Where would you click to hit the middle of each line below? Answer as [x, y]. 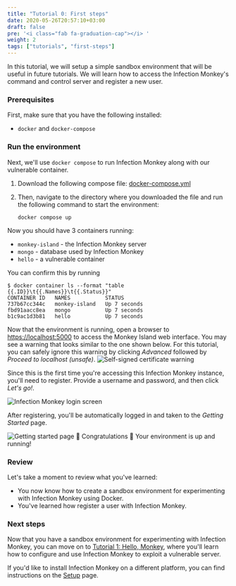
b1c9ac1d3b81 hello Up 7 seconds [75, 316]
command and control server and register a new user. [85, 81]
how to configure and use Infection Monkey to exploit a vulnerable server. [114, 554]
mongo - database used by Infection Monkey [81, 251]
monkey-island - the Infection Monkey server [82, 244]
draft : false [26, 27]
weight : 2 [22, 40]
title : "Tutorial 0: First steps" [58, 14]
